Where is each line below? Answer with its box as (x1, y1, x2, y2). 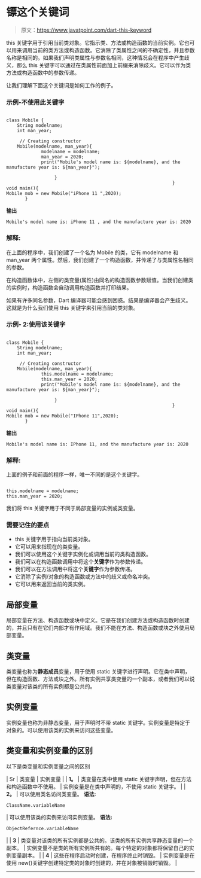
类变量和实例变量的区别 (6, 746, 93, 756)
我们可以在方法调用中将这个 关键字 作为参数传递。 (14, 566, 136, 573)
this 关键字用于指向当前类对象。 (14, 536, 94, 543)
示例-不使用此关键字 (6, 98, 65, 106)
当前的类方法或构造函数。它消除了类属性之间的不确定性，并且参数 (32, 46, 195, 54)
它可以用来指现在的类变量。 (14, 543, 84, 550)
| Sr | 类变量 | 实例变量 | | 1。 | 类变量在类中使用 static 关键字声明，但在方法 (6, 775, 192, 782)
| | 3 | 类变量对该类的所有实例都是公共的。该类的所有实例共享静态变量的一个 (6, 837, 194, 844)
